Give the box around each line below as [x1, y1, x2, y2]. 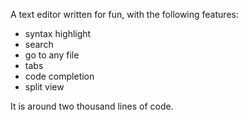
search [24, 39, 54, 50]
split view [24, 81, 65, 93]
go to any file [24, 49, 80, 61]
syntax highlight [24, 28, 92, 39]
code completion [24, 70, 95, 82]
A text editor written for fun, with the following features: [10, 9, 239, 20]
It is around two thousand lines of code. [10, 100, 174, 112]
